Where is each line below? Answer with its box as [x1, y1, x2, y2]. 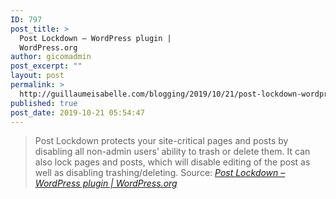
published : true [10, 98, 78, 108]
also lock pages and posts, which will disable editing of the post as [34, 156, 311, 168]
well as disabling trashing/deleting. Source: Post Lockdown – [34, 167, 286, 179]
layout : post [10, 71, 65, 81]
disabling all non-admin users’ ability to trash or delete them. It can [34, 146, 311, 158]
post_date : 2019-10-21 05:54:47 [10, 107, 145, 118]
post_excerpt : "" [10, 61, 83, 71]
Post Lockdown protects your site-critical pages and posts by [34, 135, 289, 147]
